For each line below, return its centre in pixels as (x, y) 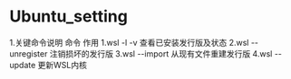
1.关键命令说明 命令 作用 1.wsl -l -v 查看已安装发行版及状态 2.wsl (129, 42)
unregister (29, 53)
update (23, 65)
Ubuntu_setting (69, 17)
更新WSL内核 (63, 65)
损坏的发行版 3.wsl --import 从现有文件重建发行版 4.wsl (169, 53)
